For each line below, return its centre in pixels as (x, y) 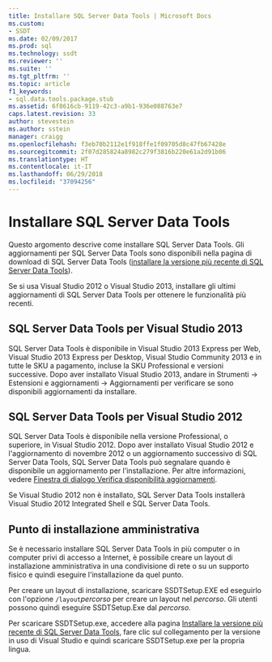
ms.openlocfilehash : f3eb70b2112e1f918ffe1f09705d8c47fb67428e (117, 144)
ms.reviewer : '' (36, 62)
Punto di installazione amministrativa (104, 529)
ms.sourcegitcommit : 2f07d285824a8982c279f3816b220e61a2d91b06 (117, 152)
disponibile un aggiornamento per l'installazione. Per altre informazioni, (127, 471)
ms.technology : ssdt (43, 54)
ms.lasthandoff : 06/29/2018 (56, 174)
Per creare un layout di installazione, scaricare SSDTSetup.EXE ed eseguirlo (135, 591)
